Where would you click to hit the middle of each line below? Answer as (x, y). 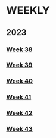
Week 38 (19, 49)
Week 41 (19, 97)
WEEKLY (28, 10)
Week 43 (19, 129)
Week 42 (19, 113)
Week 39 (19, 65)
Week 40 (20, 81)
